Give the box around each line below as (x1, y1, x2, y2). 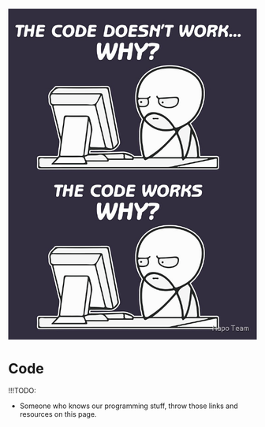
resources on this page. (19, 409, 97, 418)
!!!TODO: (8, 385, 37, 395)
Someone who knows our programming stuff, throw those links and (19, 401, 238, 410)
